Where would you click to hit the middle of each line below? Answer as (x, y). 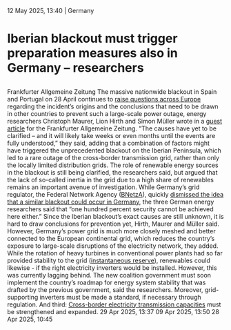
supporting (23, 297)
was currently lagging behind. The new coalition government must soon (109, 275)
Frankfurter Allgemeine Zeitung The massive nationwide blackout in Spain (112, 91)
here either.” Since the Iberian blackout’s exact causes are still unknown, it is (115, 216)
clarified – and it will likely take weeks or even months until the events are (111, 135)
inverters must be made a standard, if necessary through (120, 297)
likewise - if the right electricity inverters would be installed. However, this (112, 268)
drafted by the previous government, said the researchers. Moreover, (105, 289)
